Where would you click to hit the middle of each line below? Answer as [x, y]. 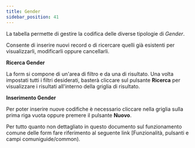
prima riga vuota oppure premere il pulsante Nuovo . [69, 115]
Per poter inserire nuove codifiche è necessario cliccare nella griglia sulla [95, 109]
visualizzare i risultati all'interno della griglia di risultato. [73, 86]
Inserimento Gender [31, 98]
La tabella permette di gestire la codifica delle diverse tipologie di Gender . [95, 33]
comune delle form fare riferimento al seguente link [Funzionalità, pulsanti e [97, 133]
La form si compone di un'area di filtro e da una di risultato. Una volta [90, 74]
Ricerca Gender [26, 63]
